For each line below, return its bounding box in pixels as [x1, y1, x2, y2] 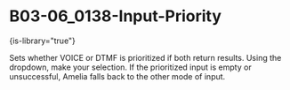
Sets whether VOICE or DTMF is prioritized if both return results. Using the [9, 52, 282, 63]
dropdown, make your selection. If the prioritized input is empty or [9, 62, 252, 72]
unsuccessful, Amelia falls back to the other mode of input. [9, 71, 226, 81]
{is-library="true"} [9, 35, 76, 46]
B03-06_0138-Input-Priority [9, 6, 222, 26]
